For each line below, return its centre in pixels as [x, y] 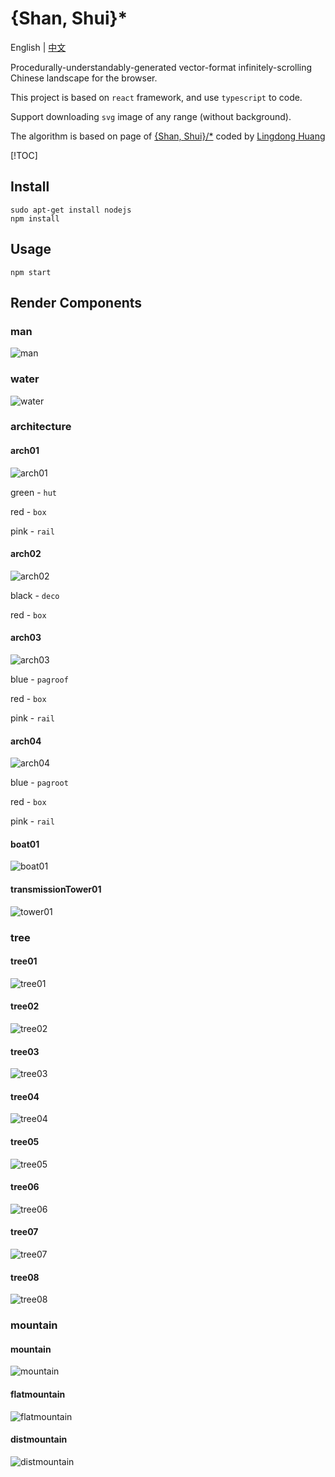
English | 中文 [38, 47]
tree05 [25, 1142]
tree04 [25, 1096]
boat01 [25, 844]
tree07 [24, 1232]
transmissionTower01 [56, 889]
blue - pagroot [39, 783]
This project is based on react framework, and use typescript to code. [156, 97]
